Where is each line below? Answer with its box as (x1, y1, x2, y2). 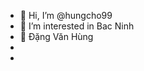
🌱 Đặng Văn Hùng (19, 31, 94, 42)
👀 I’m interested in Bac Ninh (19, 20, 135, 32)
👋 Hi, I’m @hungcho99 (19, 10, 113, 21)
